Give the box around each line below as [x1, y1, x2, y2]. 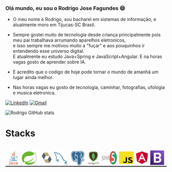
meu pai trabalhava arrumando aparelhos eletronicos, [12, 37, 126, 43]
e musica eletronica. [12, 90, 56, 96]
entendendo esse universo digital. [12, 48, 84, 54]
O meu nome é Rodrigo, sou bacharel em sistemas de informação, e [12, 16, 157, 23]
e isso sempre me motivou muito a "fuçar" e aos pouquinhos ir [12, 43, 145, 49]
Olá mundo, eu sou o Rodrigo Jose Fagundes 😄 [5, 5, 125, 12]
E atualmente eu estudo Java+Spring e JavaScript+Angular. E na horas [12, 53, 162, 60]
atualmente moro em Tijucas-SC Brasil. [12, 22, 96, 28]
